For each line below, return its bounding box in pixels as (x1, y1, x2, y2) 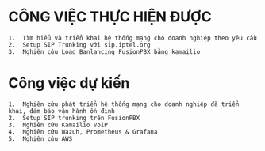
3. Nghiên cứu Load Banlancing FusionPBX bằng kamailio (8, 47, 201, 55)
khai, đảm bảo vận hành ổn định (8, 107, 115, 115)
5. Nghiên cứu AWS (8, 134, 73, 142)
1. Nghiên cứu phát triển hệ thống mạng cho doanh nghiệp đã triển (8, 100, 240, 108)
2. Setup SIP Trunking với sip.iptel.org (8, 40, 151, 49)
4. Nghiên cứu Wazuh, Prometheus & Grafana (8, 127, 158, 136)
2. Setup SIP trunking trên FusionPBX (8, 114, 140, 122)
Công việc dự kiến (8, 74, 130, 92)
